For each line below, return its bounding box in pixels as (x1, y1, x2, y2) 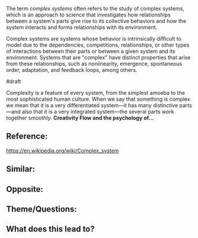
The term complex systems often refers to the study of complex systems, (6, 5, 184, 12)
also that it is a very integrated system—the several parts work (21, 108, 174, 115)
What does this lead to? (6, 224, 95, 234)
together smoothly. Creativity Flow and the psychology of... (6, 114, 154, 121)
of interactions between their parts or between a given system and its (6, 48, 176, 55)
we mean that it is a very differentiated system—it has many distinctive (6, 102, 178, 108)
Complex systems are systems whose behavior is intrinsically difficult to (6, 35, 181, 42)
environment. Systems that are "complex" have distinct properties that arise (6, 54, 191, 61)
